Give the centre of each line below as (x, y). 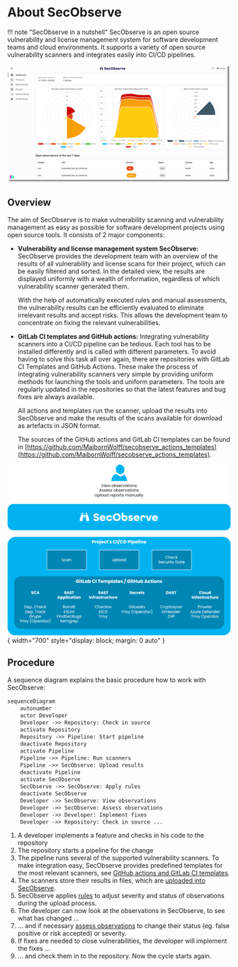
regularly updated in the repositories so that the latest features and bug (121, 389)
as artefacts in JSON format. (59, 425)
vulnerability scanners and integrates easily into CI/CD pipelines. (102, 55)
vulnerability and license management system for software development (113, 39)
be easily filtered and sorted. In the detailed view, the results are (111, 271)
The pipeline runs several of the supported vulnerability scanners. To (118, 858)
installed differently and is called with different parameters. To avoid (117, 351)
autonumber (36, 708)
